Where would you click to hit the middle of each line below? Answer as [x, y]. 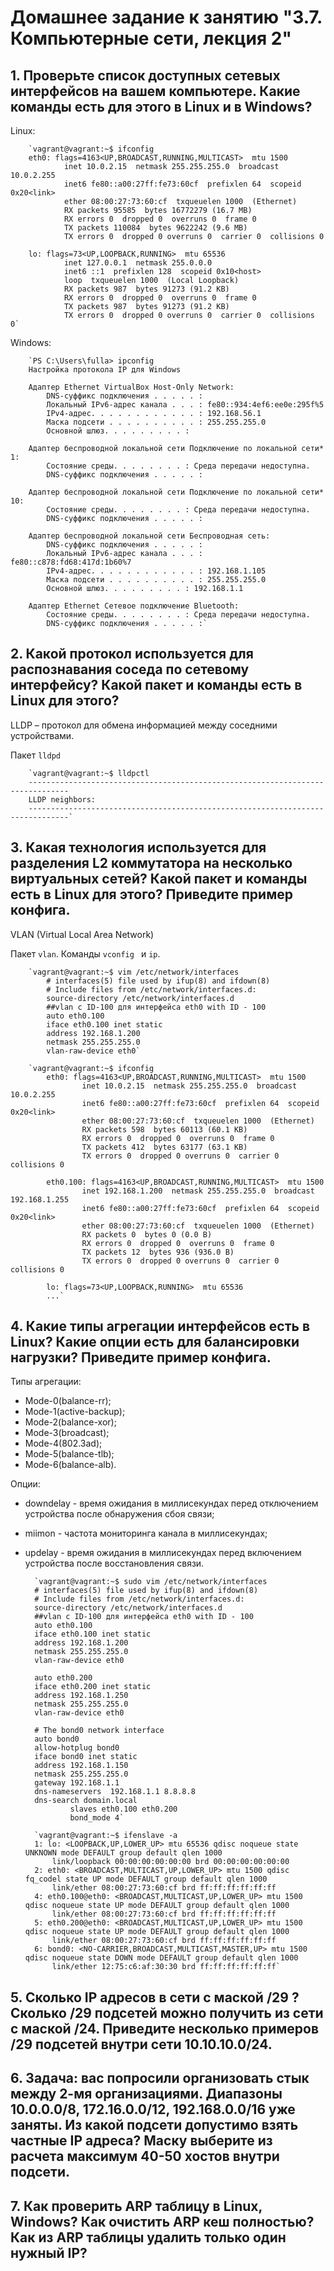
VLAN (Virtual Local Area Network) [82, 934]
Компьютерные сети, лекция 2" [151, 38]
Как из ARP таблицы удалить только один [148, 2237]
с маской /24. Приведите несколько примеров [164, 2028]
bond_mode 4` [97, 1818]
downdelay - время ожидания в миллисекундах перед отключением [171, 1503]
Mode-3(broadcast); [67, 1433]
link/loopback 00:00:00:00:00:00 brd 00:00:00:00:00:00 [170, 1862]
